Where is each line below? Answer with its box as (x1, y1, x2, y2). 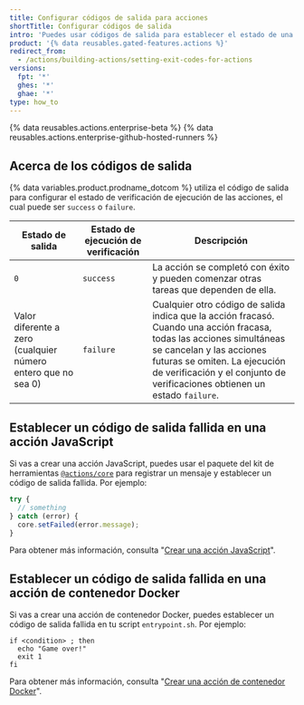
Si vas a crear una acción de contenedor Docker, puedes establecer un (9, 609, 274, 621)
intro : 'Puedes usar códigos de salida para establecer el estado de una (9, 30, 294, 39)
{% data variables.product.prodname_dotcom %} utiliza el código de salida (9, 182, 290, 193)
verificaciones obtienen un (152, 378, 266, 391)
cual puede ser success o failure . (9, 201, 136, 213)
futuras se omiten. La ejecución (152, 355, 287, 368)
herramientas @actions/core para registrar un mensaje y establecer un (9, 468, 271, 478)
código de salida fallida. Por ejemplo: (9, 478, 147, 488)
